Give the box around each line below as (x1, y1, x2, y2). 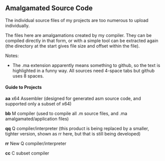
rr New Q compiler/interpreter (5, 140, 66, 146)
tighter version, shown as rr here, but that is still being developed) (5, 131, 141, 137)
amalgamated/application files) (5, 116, 69, 122)
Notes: (5, 52, 19, 58)
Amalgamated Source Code (5, 4, 93, 12)
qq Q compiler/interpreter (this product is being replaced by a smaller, (5, 125, 149, 131)
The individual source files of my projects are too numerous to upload (5, 17, 148, 23)
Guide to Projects (5, 84, 42, 90)
